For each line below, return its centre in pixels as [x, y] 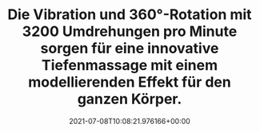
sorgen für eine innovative [130, 49]
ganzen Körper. [130, 99]
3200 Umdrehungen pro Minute [130, 31]
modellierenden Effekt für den [130, 82]
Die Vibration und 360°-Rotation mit [130, 15]
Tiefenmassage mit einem [130, 66]
